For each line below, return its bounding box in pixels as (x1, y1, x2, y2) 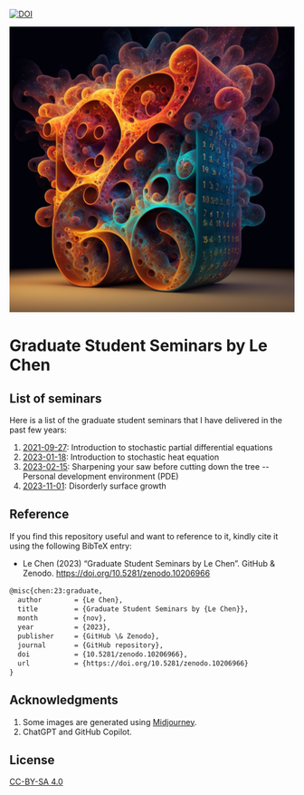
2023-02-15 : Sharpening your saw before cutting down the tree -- (22, 461, 270, 471)
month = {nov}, (17, 613, 107, 623)
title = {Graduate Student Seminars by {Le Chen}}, (17, 604, 249, 614)
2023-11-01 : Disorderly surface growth (22, 480, 167, 491)
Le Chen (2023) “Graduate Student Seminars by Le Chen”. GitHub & (22, 557, 276, 568)
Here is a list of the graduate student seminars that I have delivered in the (9, 415, 283, 425)
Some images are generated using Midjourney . (22, 716, 197, 727)
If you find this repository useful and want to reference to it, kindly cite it (9, 530, 279, 541)
